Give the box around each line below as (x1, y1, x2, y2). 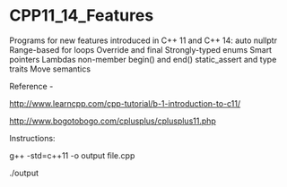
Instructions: (9, 132, 56, 143)
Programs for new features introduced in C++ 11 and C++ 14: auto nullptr (9, 35, 278, 46)
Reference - (9, 81, 54, 91)
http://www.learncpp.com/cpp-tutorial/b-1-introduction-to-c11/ (9, 98, 241, 108)
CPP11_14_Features (9, 5, 154, 26)
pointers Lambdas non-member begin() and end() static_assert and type (9, 54, 277, 64)
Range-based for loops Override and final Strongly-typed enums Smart (9, 44, 272, 55)
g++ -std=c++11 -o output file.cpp (9, 149, 135, 161)
